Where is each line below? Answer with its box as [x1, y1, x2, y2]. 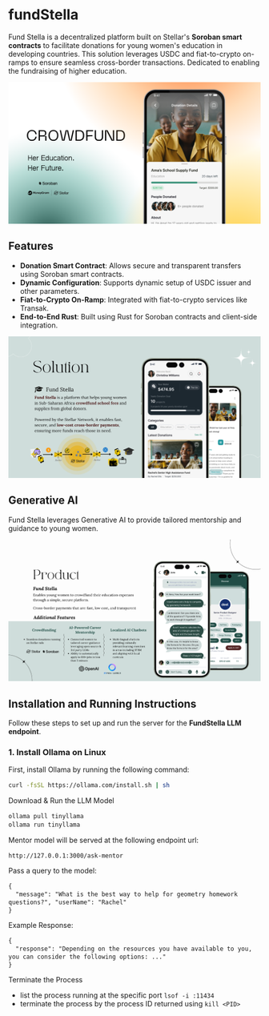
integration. [19, 320, 58, 330]
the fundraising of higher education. [8, 66, 127, 75]
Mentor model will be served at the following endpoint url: [8, 835, 199, 845]
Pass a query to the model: [8, 866, 98, 876]
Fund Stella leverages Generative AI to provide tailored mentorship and [8, 515, 242, 524]
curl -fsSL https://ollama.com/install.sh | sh [8, 781, 171, 789]
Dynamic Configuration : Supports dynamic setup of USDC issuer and [19, 278, 251, 287]
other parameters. [19, 286, 80, 295]
